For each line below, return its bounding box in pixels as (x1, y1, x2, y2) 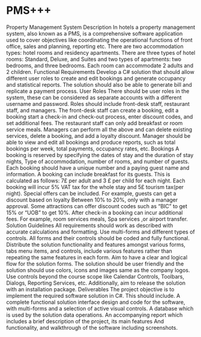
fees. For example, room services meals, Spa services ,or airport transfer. (6, 215, 188, 223)
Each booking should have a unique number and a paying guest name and (6, 164, 190, 172)
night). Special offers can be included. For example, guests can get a (6, 190, 177, 197)
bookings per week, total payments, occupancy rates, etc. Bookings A (6, 145, 179, 152)
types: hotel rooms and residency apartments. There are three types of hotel (6, 49, 196, 56)
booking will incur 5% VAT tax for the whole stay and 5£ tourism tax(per (6, 183, 184, 190)
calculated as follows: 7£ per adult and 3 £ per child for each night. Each (6, 177, 185, 184)
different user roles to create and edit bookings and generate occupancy (6, 75, 186, 82)
